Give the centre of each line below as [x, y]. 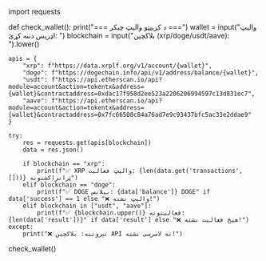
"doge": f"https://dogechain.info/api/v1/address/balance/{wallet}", [141, 73]
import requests [35, 12]
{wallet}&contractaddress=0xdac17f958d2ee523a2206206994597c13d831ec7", [132, 94]
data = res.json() [53, 150]
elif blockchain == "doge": [69, 185]
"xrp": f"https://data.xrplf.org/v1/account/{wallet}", [118, 66]
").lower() [24, 44]
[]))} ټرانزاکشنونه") [43, 178]
